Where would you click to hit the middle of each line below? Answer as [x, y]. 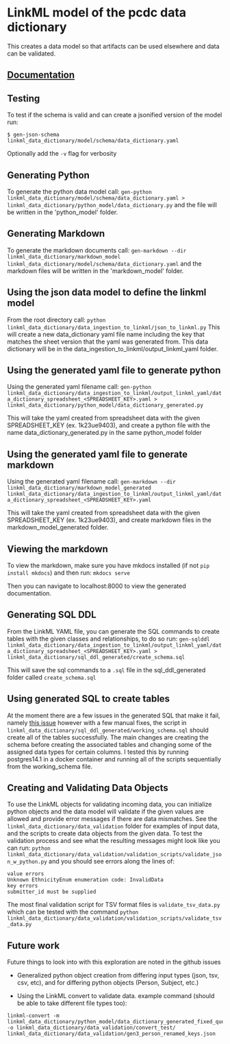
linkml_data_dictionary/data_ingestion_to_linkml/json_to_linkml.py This [114, 327]
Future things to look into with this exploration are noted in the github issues [114, 962]
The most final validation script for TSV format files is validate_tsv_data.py [114, 905]
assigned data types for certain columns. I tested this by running [98, 752]
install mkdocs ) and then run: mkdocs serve [68, 573]
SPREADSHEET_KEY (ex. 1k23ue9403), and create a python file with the [109, 425]
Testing [24, 98]
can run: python [29, 848]
